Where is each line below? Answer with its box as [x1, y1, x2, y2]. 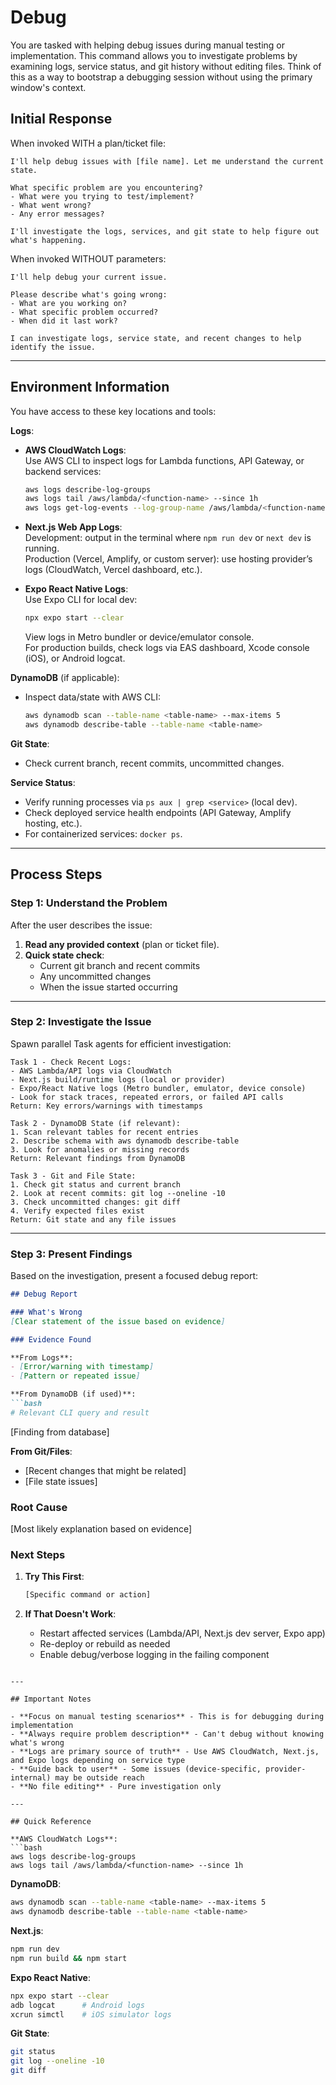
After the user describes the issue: [10, 919, 153, 931]
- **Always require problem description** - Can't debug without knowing [10, 1729, 325, 1740]
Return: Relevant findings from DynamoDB [10, 1153, 186, 1163]
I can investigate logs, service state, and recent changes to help [10, 333, 302, 343]
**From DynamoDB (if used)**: [10, 1389, 137, 1400]
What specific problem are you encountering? [10, 182, 203, 193]
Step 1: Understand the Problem [10, 896, 168, 910]
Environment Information [10, 379, 170, 396]
